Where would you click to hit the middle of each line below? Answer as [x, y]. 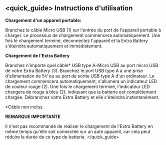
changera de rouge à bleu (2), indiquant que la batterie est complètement [81, 91]
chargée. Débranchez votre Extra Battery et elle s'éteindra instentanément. [82, 97]
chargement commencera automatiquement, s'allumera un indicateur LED [81, 81]
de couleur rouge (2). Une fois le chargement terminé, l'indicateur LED [77, 86]
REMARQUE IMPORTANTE [33, 116]
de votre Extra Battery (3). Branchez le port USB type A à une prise [74, 70]
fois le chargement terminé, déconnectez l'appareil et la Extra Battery [77, 40]
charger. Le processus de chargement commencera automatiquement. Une [83, 35]
